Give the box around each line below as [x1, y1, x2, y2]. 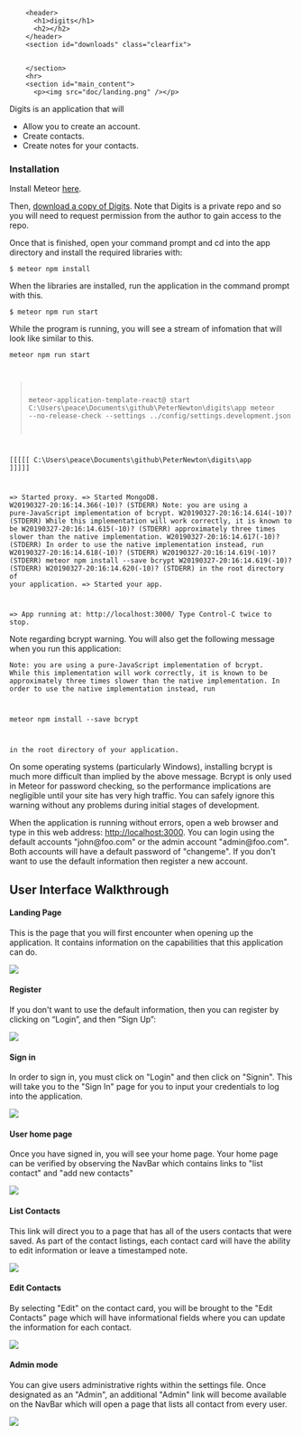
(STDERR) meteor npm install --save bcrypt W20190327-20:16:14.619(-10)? [9, 556, 293, 565]
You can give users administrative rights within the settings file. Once [9, 1380, 267, 1391]
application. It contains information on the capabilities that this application [9, 937, 284, 948]
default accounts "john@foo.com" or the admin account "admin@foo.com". [9, 836, 289, 847]
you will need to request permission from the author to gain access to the [9, 211, 282, 222]
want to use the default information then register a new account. [9, 855, 248, 867]
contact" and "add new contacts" [9, 1167, 133, 1179]
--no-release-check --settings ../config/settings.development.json [28, 411, 291, 420]
